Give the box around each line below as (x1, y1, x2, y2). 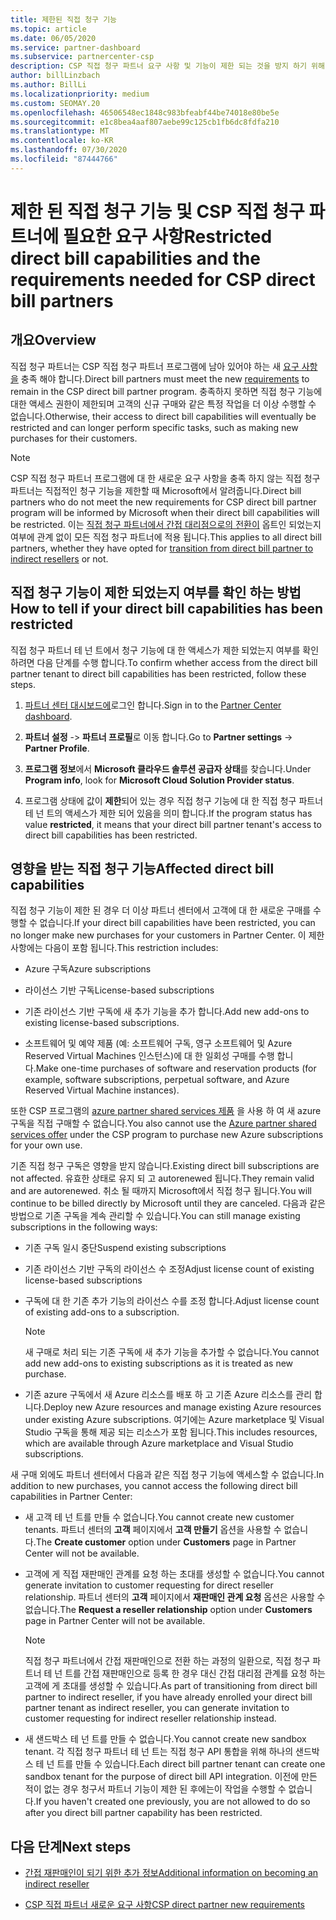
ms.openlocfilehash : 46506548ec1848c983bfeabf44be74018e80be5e (10, 107, 280, 118)
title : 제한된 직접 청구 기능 (10, 14, 118, 25)
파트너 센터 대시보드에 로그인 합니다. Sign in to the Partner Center (24, 699, 282, 711)
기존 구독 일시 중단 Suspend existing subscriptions (24, 1242, 227, 1254)
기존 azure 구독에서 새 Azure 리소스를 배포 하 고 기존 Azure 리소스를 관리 (24, 1389, 313, 1401)
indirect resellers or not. (10, 552, 109, 565)
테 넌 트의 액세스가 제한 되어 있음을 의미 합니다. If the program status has (24, 807, 313, 819)
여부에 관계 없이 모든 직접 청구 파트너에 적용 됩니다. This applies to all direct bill (10, 531, 322, 543)
